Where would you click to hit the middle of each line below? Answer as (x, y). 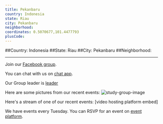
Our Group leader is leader (32, 83)
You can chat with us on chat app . (39, 74)
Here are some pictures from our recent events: (53, 92)
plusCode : (15, 37)
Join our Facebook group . (31, 64)
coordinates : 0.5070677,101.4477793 (42, 32)
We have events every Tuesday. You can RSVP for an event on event (73, 111)
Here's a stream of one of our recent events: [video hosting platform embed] (81, 102)
